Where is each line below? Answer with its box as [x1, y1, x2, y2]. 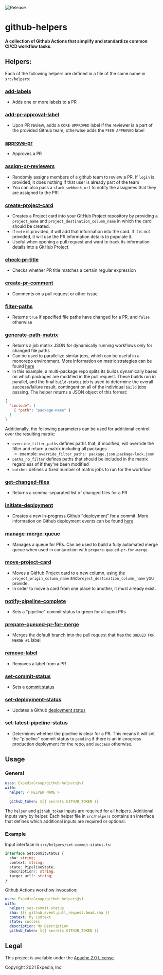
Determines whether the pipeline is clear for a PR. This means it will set [12, 731, 155, 737]
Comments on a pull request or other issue [12, 291, 98, 297]
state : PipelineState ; [9, 865, 55, 869]
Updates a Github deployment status [12, 707, 86, 713]
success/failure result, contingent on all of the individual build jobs [12, 384, 146, 390]
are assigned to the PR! [12, 190, 59, 195]
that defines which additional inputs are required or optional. [5, 818, 126, 824]
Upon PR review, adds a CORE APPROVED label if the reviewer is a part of [12, 122, 153, 128]
